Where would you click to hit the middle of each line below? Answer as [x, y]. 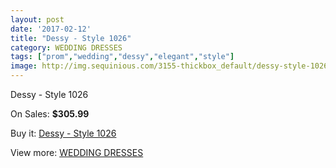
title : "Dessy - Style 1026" [71, 38]
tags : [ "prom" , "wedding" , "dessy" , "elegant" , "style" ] [122, 57]
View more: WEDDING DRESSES [77, 152]
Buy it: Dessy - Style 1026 [63, 133]
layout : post [37, 19]
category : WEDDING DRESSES [66, 47]
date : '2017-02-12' [51, 29]
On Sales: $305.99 [50, 114]
